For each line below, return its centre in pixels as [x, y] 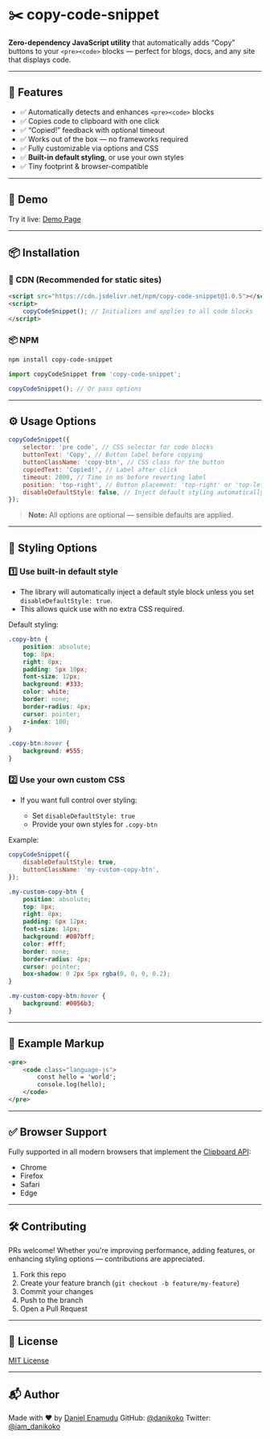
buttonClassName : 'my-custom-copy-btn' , [91, 870]
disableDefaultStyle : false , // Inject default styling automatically [143, 492]
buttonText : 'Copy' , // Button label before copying [113, 455]
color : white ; [46, 692]
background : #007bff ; [59, 937]
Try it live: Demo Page [45, 219]
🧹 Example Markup [56, 1043]
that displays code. [40, 60]
